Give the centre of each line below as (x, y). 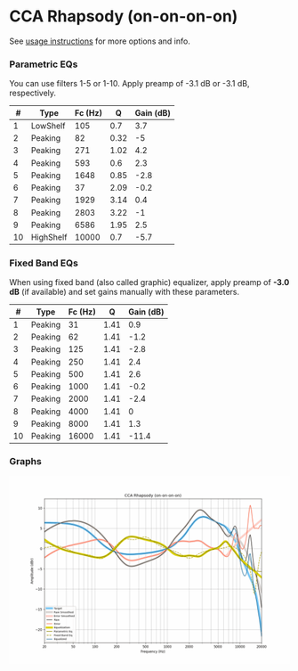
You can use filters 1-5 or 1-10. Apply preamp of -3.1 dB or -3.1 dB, (129, 84)
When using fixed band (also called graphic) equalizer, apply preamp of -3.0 (149, 282)
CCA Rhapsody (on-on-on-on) (124, 16)
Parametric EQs (44, 64)
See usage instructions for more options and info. (100, 41)
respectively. (32, 93)
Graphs (25, 462)
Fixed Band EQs (44, 263)
